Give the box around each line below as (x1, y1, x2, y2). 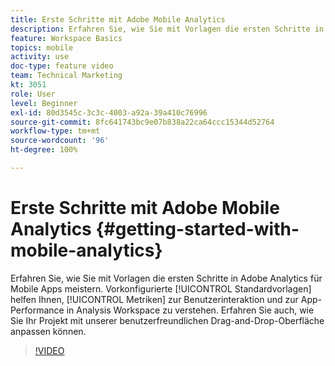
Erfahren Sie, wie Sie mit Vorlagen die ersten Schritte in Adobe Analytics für (10, 272, 323, 284)
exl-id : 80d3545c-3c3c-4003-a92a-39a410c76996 (10, 107, 208, 118)
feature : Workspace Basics (10, 33, 123, 43)
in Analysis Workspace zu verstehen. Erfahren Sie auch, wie (66, 304, 315, 316)
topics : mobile (10, 42, 74, 53)
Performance (10, 304, 65, 316)
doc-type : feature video (10, 61, 114, 71)
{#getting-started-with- (95, 218, 300, 241)
